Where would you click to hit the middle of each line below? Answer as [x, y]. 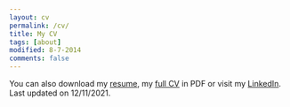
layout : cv [29, 17]
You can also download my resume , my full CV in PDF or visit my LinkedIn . [145, 84]
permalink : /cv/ [39, 26]
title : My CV [33, 34]
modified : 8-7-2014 [45, 50]
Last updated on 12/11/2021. [60, 93]
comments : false [39, 58]
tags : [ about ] [36, 42]
